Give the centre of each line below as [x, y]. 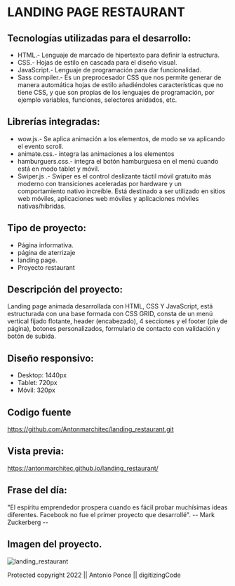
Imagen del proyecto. [55, 544]
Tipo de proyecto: [47, 228]
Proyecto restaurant [46, 267]
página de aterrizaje [46, 252]
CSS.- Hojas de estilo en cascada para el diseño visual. [97, 63]
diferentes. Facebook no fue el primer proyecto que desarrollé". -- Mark [111, 514]
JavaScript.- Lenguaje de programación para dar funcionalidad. [109, 70]
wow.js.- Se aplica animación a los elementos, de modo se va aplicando [121, 138]
